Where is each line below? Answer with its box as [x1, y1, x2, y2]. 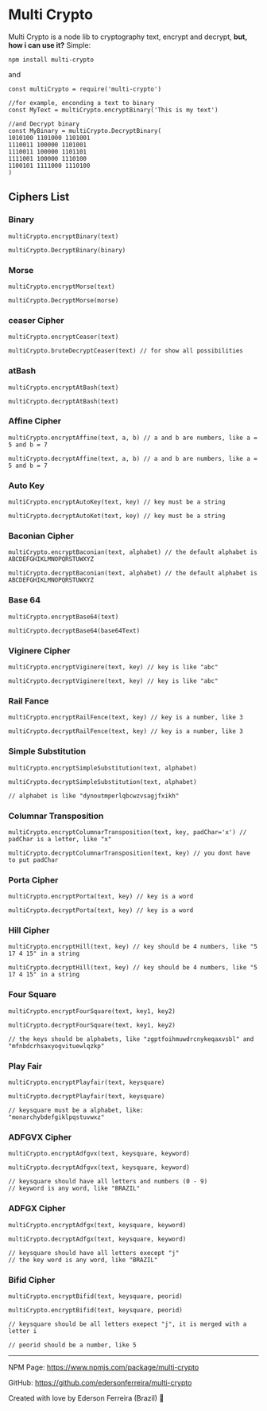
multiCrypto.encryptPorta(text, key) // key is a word [8, 893, 194, 901]
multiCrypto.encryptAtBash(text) [8, 384, 119, 392]
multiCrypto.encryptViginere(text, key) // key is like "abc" [8, 663, 219, 671]
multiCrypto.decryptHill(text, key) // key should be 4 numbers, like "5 [8, 964, 258, 972]
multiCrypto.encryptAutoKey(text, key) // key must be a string [8, 498, 226, 506]
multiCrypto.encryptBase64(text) [8, 613, 119, 621]
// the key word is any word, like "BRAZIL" [8, 1256, 158, 1264]
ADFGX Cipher [8, 1203, 66, 1214]
